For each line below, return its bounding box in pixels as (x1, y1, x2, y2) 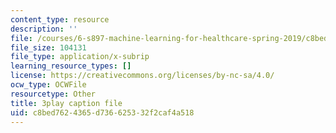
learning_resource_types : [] (10, 61, 132, 71)
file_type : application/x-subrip (10, 52, 150, 62)
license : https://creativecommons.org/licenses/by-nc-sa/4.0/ (10, 71, 275, 81)
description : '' (10, 24, 78, 34)
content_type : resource (10, 14, 110, 25)
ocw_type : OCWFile (10, 80, 87, 90)
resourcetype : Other (10, 89, 97, 99)
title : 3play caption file (10, 98, 123, 108)
